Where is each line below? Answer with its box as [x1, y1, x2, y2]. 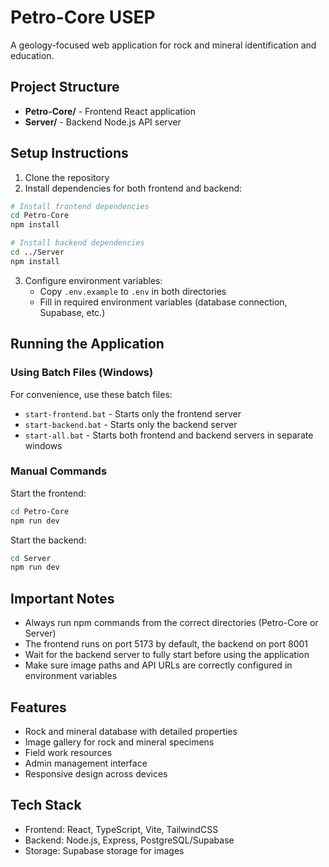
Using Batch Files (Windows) [10, 366, 154, 380]
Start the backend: [10, 534, 87, 546]
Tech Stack [10, 797, 82, 814]
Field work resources [24, 746, 113, 758]
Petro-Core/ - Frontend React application [24, 105, 196, 117]
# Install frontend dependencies [10, 201, 150, 211]
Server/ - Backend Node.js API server [24, 116, 182, 128]
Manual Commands [10, 464, 108, 478]
